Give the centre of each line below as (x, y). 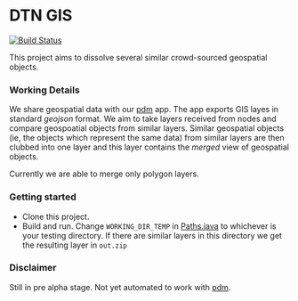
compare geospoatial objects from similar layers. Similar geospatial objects (147, 128)
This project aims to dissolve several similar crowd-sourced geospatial (138, 57)
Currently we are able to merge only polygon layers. (105, 174)
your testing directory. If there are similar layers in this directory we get (152, 235)
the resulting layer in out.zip (74, 245)
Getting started (43, 197)
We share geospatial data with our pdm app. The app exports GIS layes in (144, 110)
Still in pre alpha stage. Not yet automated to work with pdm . (120, 287)
